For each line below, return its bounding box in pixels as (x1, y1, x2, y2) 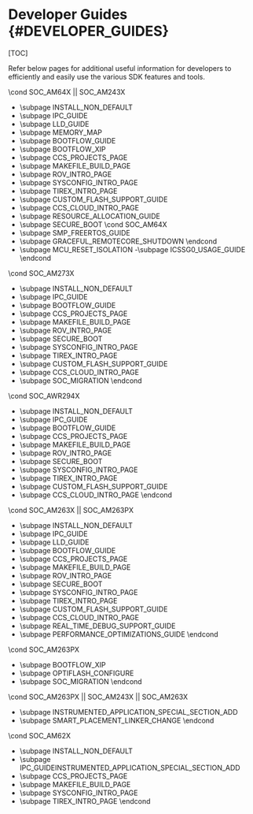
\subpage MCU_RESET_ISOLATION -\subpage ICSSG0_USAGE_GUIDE (19, 244, 246, 254)
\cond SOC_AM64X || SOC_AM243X (8, 87, 126, 96)
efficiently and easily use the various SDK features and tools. (8, 72, 206, 81)
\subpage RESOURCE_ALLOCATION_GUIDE (19, 211, 161, 221)
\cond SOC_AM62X (8, 730, 71, 740)
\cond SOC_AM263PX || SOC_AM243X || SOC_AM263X (8, 692, 189, 701)
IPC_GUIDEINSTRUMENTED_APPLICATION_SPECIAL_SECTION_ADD (19, 763, 241, 772)
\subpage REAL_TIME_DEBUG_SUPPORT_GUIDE (19, 621, 176, 630)
